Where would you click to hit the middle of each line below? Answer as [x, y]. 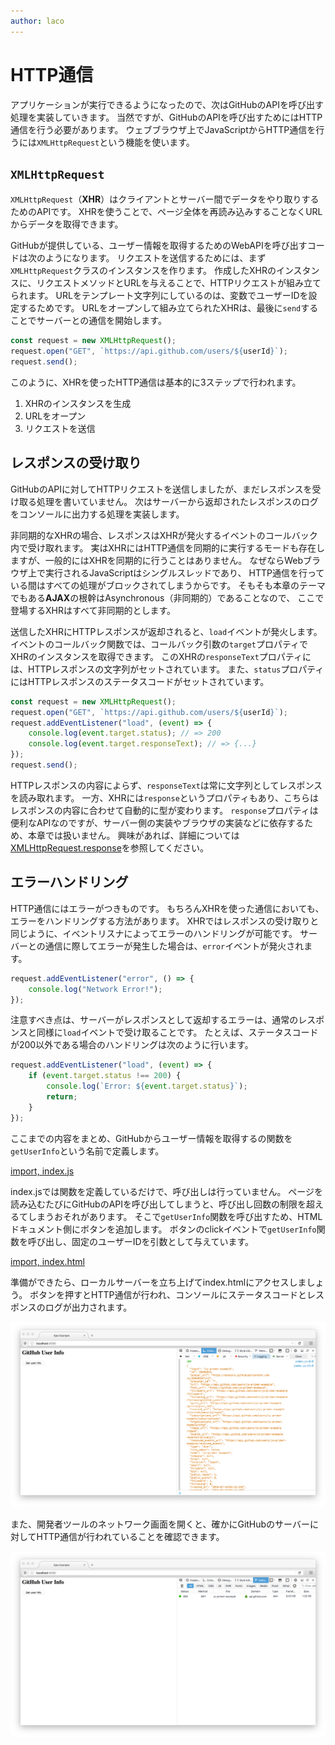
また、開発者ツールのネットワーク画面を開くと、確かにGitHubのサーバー [160, 1524]
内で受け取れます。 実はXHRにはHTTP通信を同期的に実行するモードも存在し [167, 547]
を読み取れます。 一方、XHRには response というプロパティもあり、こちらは [165, 797]
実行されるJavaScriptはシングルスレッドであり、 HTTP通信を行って [184, 572]
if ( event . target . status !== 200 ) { [105, 1076]
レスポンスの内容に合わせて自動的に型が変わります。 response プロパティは [164, 810]
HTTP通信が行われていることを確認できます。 [130, 1537]
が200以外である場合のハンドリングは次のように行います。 [132, 1045]
